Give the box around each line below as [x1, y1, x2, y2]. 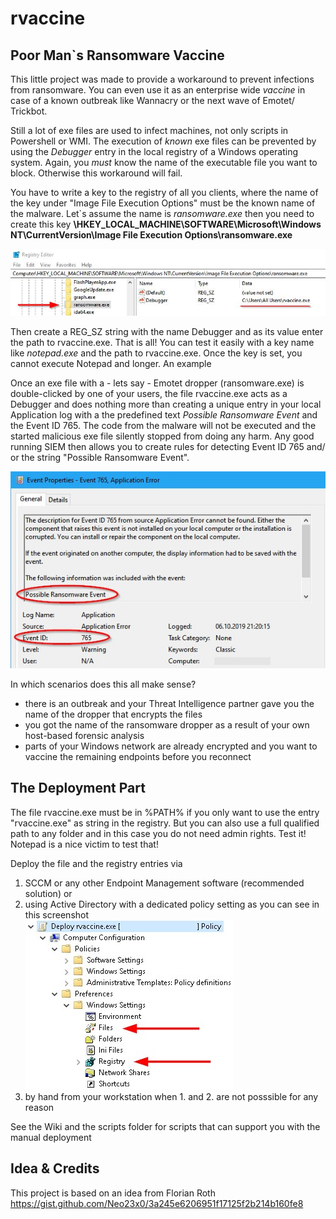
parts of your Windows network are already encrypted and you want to [24, 740, 318, 752]
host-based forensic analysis [24, 729, 145, 741]
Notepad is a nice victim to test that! [10, 838, 159, 850]
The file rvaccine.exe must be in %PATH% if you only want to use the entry [10, 806, 320, 818]
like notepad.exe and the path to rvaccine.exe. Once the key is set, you [10, 347, 303, 359]
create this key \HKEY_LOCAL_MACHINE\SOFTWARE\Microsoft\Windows [10, 218, 322, 230]
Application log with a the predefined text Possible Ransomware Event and [10, 409, 318, 421]
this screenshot [24, 908, 90, 921]
